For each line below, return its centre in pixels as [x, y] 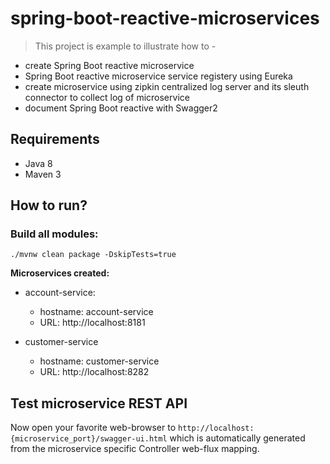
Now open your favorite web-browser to [93, 428]
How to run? [49, 205]
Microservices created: [60, 273]
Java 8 [38, 163]
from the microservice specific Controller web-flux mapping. [135, 449]
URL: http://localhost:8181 [92, 323]
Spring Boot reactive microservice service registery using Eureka [158, 76]
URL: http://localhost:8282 [94, 372]
